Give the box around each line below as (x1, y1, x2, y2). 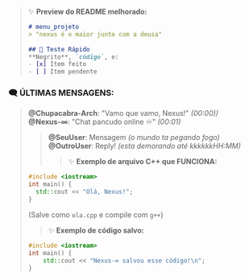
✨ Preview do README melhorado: (27, 7, 147, 16)
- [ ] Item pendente (27, 68, 98, 76)
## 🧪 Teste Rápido (27, 45, 90, 53)
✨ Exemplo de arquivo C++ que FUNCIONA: (68, 157, 218, 167)
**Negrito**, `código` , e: (27, 52, 119, 61)
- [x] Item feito (27, 60, 87, 68)
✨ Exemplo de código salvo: (48, 225, 145, 235)
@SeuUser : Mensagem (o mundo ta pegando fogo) (48, 133, 220, 142)
